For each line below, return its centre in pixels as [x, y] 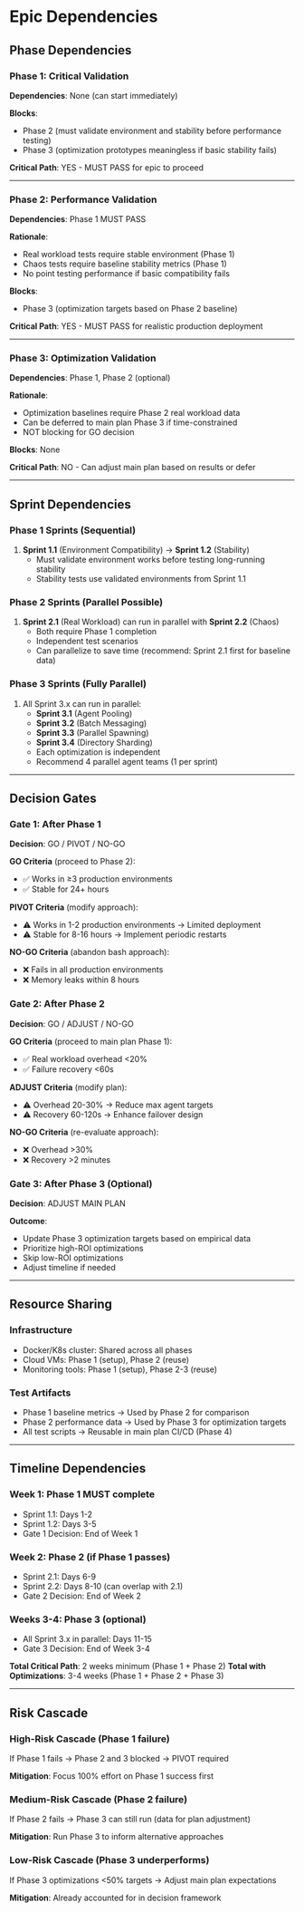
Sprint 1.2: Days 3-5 [59, 1523]
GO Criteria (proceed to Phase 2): [72, 862]
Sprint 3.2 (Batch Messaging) [91, 723]
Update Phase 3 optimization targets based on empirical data [137, 1239]
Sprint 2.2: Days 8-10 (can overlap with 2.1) [103, 1586]
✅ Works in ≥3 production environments [98, 879]
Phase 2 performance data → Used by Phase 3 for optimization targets [154, 1422]
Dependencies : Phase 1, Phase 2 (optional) [90, 378]
